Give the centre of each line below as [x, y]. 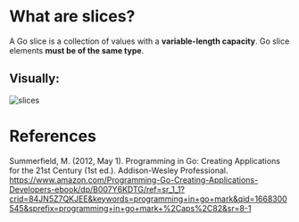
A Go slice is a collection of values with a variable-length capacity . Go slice [149, 41]
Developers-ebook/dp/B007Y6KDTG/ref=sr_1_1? [97, 189]
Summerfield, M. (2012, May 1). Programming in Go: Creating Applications [145, 160]
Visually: [34, 79]
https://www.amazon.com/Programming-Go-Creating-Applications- [134, 179]
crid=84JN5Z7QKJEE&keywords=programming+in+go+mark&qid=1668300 [148, 199]
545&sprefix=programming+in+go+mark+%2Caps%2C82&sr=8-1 [130, 208]
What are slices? [72, 16]
